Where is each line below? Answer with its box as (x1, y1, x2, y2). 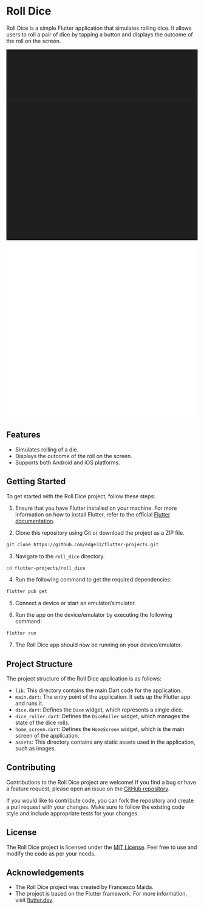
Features (6, 430, 41, 440)
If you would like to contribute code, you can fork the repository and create (6, 797, 194, 804)
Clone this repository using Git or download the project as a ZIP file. (15, 529, 185, 536)
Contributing (6, 763, 56, 773)
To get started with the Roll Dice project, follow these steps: (6, 492, 156, 499)
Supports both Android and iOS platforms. (15, 459, 120, 466)
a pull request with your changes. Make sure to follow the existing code (6, 803, 185, 811)
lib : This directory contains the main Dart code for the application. (15, 687, 182, 694)
